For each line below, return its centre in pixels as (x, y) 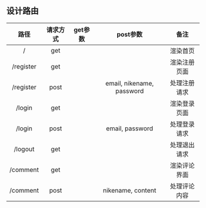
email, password (130, 128)
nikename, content (129, 190)
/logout (24, 149)
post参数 (129, 34)
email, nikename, (130, 83)
